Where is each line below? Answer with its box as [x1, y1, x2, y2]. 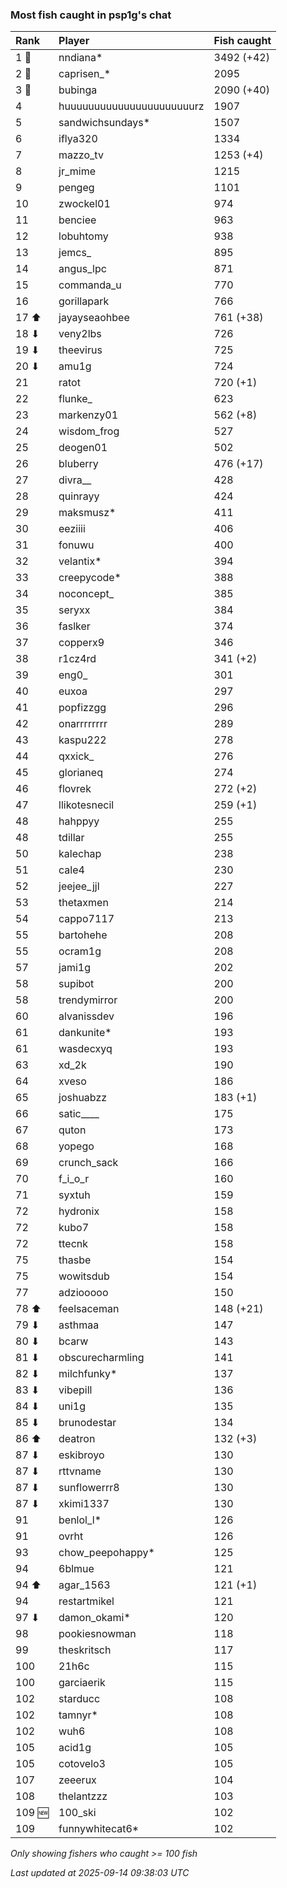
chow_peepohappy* [58, 1546, 155, 1560]
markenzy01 [58, 408, 119, 422]
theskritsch [58, 1643, 112, 1657]
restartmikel [58, 1594, 115, 1608]
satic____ [58, 1107, 100, 1121]
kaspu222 [58, 733, 107, 747]
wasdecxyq [58, 1042, 113, 1056]
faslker [58, 619, 91, 633]
